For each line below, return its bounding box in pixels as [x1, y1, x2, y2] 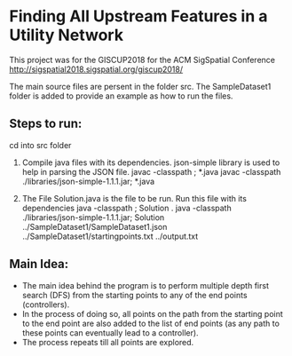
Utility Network [9, 25, 124, 45]
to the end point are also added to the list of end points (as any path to [21, 318, 280, 328]
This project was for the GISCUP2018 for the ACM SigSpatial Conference [9, 54, 275, 65]
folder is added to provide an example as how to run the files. [9, 91, 233, 101]
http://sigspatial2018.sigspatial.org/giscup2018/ [9, 64, 184, 75]
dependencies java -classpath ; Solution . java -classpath [21, 202, 233, 213]
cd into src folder [9, 139, 72, 150]
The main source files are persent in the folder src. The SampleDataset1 [9, 81, 272, 91]
